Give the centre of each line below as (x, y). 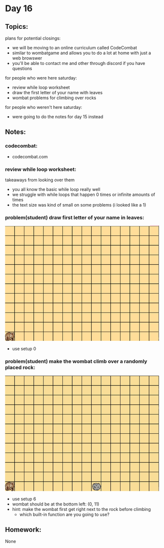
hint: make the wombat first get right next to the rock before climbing (82, 509)
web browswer (27, 58)
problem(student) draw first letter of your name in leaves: (75, 217)
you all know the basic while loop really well (56, 189)
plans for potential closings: (33, 38)
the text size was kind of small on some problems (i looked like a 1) (79, 205)
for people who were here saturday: (41, 78)
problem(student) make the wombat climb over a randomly (76, 361)
